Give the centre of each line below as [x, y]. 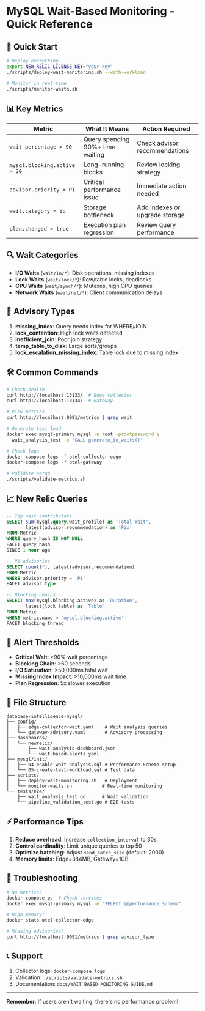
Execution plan [105, 225]
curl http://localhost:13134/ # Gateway [60, 401]
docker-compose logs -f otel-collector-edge [64, 457]
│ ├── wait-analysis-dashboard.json [61, 749]
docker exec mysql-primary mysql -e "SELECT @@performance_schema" [94, 903]
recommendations [163, 151]
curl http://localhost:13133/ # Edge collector [69, 395]
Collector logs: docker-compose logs [60, 971]
